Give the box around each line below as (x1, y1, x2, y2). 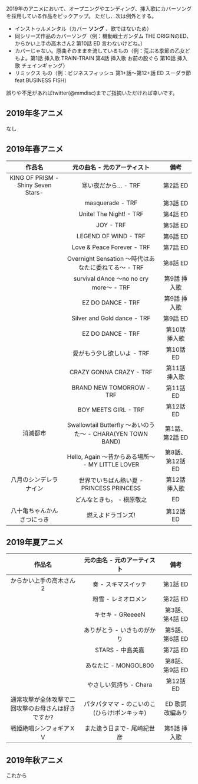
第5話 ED (163, 221, 189, 229)
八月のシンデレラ (11, 475, 58, 484)
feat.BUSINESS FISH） (14, 77, 70, 84)
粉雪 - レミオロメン (92, 595, 147, 603)
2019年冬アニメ (6, 108, 64, 118)
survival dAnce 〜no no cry (73, 274, 149, 283)
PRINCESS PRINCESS (81, 484, 141, 492)
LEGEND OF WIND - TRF (76, 232, 146, 240)
